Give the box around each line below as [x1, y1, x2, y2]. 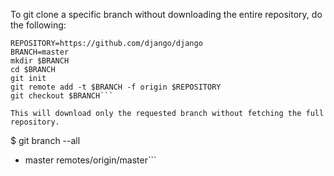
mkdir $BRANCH [10, 56, 70, 66]
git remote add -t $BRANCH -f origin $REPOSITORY [10, 82, 222, 92]
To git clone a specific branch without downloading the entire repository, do [10, 9, 323, 20]
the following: [10, 19, 67, 31]
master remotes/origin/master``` [24, 154, 157, 166]
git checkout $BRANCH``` [10, 91, 114, 101]
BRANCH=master [10, 47, 70, 57]
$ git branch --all [10, 135, 81, 146]
